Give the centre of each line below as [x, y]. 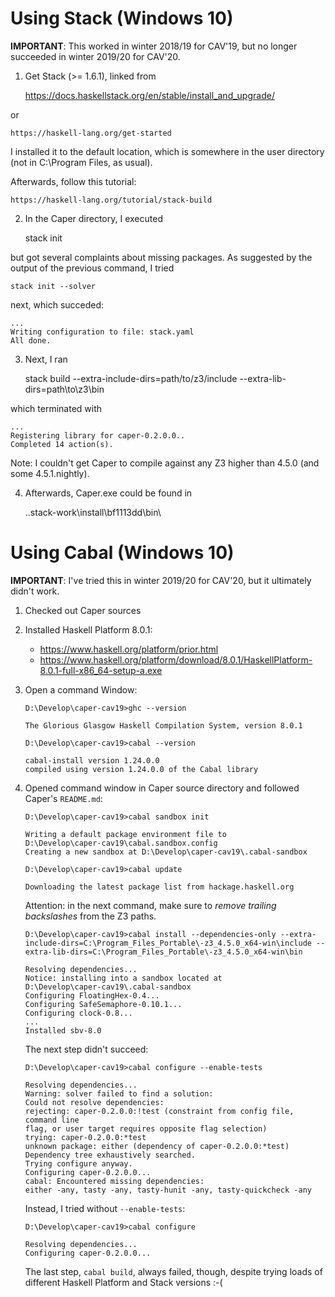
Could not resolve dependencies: [94, 1102]
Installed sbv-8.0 [63, 1030]
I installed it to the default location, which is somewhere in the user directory [167, 151]
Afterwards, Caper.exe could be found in [108, 493]
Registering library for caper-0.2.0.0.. [98, 435]
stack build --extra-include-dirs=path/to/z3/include [131, 378]
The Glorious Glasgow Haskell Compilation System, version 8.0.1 [163, 725]
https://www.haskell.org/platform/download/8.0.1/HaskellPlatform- [176, 659]
